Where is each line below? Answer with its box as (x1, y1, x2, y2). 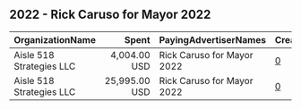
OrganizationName (13, 33, 97, 46)
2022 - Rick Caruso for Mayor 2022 (9, 7, 211, 22)
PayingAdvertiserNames (159, 33, 267, 46)
